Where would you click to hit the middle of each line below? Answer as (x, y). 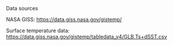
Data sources (22, 8)
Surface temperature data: (38, 30)
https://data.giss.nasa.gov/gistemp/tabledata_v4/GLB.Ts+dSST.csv (87, 37)
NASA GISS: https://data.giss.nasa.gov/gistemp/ (64, 19)
